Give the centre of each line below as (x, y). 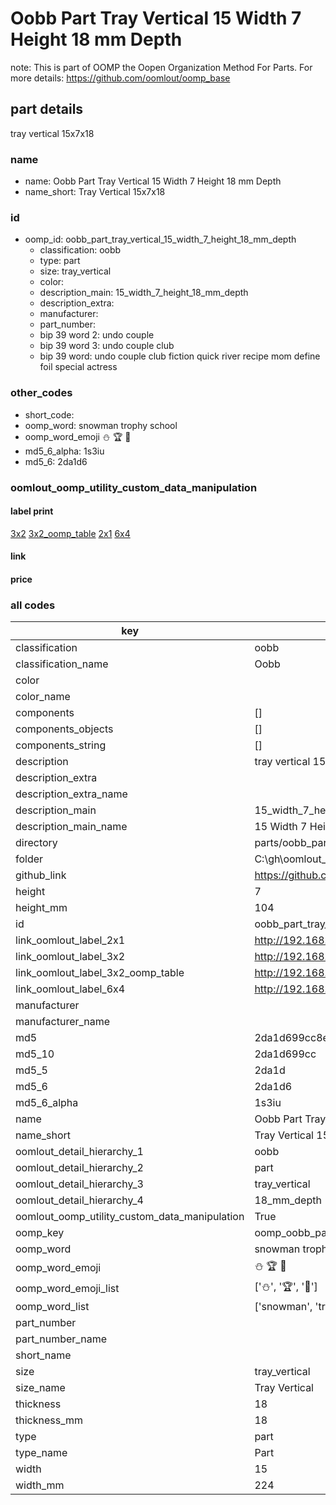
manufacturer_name (63, 1022)
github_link (41, 875)
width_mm (40, 1485)
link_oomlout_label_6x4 (70, 989)
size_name (40, 1388)
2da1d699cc (285, 1054)
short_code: (49, 414)
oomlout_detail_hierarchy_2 (79, 1168)
